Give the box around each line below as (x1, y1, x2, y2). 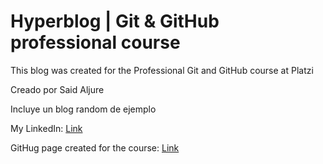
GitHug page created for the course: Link (10, 141, 180, 154)
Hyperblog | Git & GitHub (10, 10, 220, 33)
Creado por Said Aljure (10, 83, 105, 95)
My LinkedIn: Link (10, 122, 83, 134)
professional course (10, 31, 181, 54)
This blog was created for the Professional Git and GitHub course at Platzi (10, 64, 314, 76)
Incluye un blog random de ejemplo (10, 103, 157, 115)
